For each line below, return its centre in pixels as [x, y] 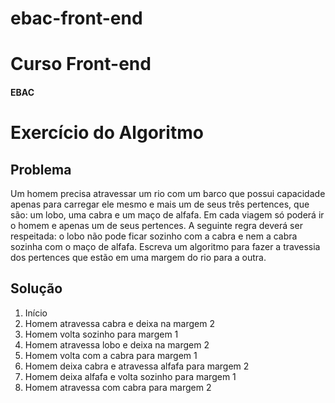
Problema [41, 169]
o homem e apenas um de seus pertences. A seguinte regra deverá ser [156, 225]
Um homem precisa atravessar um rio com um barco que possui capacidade [168, 193]
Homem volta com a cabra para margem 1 [111, 355]
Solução [36, 288]
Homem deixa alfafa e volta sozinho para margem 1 [130, 376]
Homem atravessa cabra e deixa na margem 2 [119, 323]
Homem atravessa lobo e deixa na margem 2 [117, 344]
